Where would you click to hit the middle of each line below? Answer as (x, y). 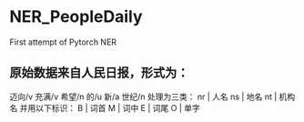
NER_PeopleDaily (76, 17)
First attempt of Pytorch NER (63, 42)
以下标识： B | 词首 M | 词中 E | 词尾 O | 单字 (117, 107)
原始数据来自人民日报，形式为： (99, 73)
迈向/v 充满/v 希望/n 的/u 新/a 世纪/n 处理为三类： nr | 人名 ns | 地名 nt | (143, 97)
